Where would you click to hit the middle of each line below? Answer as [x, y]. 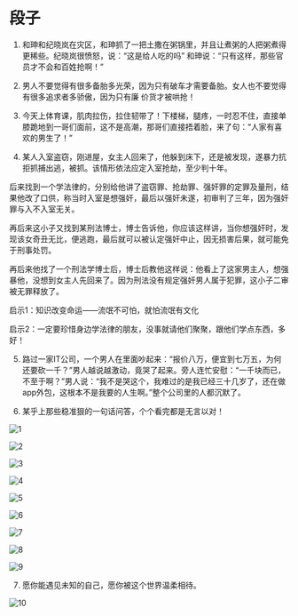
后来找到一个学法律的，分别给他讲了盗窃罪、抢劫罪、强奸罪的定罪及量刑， [145, 187]
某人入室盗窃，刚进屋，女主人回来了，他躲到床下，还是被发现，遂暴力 [150, 156]
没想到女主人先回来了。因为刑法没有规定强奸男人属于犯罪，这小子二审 [161, 280]
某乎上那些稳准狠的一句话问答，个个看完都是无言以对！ [123, 411]
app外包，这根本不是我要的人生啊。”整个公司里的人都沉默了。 [133, 392]
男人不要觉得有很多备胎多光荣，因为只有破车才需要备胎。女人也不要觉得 [154, 85]
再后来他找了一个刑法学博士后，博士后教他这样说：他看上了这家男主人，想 [145, 268]
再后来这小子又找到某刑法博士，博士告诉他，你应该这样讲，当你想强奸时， [145, 228]
